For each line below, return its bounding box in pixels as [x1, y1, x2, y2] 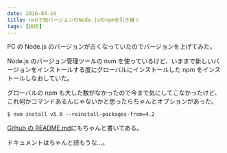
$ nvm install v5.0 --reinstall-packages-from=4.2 [7, 111, 155, 118]
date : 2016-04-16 [7, 10, 57, 17]
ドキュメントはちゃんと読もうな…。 [7, 139, 108, 147]
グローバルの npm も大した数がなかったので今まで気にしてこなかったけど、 [7, 89, 221, 97]
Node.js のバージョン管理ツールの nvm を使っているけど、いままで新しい [7, 57, 214, 65]
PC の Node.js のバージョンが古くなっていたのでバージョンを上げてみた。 [7, 43, 216, 51]
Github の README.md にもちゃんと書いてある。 [7, 124, 143, 132]
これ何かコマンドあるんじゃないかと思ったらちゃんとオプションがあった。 [7, 97, 217, 106]
